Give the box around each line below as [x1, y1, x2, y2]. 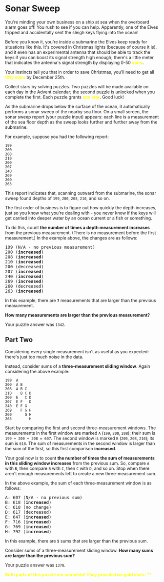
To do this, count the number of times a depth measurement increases [5, 224, 150, 230]
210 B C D [5, 391, 32, 396]
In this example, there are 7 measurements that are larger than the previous [5, 297, 156, 303]
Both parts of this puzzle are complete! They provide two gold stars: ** [5, 571, 152, 577]
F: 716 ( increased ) [5, 519, 52, 524]
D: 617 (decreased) [5, 509, 52, 515]
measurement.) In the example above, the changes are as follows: [5, 235, 138, 241]
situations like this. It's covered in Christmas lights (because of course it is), [5, 44, 157, 50]
